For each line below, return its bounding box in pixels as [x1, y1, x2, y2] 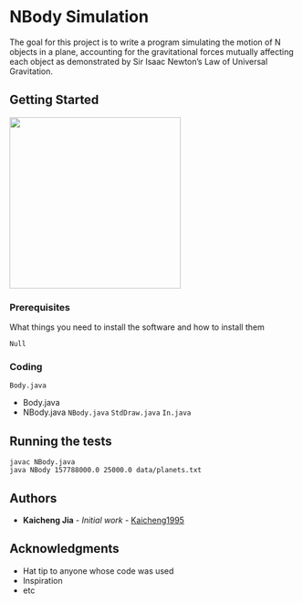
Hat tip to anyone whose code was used [22, 565, 174, 577]
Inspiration [22, 575, 63, 586]
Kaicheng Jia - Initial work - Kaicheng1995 [22, 514, 185, 525]
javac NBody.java [9, 458, 76, 467]
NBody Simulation [9, 6, 149, 27]
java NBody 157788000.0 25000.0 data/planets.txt [9, 466, 203, 475]
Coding [9, 360, 43, 373]
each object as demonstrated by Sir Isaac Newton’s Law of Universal [9, 56, 268, 67]
